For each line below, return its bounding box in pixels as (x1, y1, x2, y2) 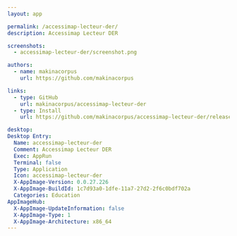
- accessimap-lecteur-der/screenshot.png (13, 49, 138, 56)
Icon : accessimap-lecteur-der (13, 172, 102, 180)
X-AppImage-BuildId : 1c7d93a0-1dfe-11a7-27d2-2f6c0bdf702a (13, 185, 191, 192)
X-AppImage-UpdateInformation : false (13, 205, 125, 212)
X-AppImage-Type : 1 (13, 211, 71, 218)
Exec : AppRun (13, 152, 52, 159)
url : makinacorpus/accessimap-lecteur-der (20, 100, 147, 108)
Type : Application (13, 166, 68, 173)
